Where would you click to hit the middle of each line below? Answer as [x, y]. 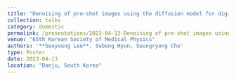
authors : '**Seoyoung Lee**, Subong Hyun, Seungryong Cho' [96, 46]
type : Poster [26, 53]
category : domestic [36, 26]
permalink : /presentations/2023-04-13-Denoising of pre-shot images [110, 33]
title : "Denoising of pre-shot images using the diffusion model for [111, 14]
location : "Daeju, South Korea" [54, 65]
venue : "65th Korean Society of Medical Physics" [81, 40]
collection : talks [34, 20]
